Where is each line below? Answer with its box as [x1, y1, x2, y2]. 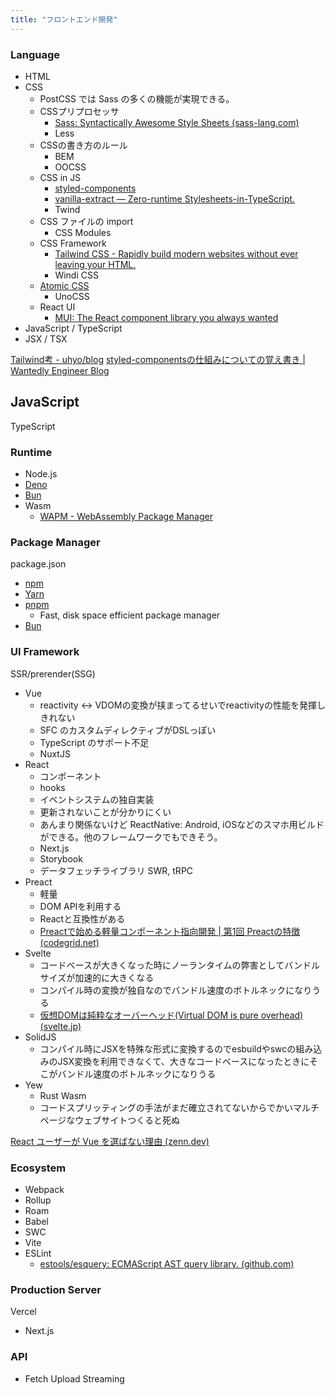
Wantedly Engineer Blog [10, 364, 110, 376]
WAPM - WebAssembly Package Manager [39, 511, 213, 523]
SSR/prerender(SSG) [10, 667, 96, 680]
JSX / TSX [24, 332, 68, 345]
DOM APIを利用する [39, 900, 122, 912]
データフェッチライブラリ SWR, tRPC [39, 864, 194, 876]
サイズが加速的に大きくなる [39, 971, 155, 983]
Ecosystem [10, 1161, 67, 1175]
